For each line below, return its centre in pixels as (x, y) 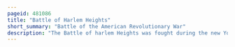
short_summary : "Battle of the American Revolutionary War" (97, 26)
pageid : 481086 (29, 13)
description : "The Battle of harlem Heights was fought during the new (114, 33)
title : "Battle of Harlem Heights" (59, 20)
